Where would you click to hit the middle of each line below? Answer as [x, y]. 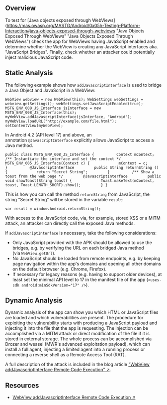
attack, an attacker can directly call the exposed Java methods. [70, 223]
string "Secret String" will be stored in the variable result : [64, 199]
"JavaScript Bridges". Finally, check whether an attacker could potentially [80, 52]
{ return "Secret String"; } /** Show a [80, 172]
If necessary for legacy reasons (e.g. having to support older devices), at [87, 274]
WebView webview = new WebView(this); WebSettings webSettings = [74, 99]
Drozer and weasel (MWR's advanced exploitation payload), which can [78, 344]
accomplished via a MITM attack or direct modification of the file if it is [78, 334]
